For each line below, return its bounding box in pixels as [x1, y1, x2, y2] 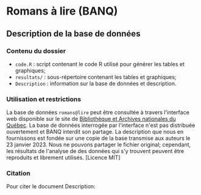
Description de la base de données [6, 29, 141, 39]
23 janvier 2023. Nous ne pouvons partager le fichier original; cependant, [6, 141, 191, 148]
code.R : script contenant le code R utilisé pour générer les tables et [15, 60, 185, 67]
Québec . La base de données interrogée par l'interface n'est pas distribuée [6, 121, 196, 129]
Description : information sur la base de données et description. [15, 80, 177, 87]
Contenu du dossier [6, 47, 66, 55]
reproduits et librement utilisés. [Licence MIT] [6, 154, 121, 162]
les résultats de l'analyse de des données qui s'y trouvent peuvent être [6, 148, 185, 155]
